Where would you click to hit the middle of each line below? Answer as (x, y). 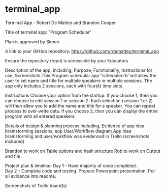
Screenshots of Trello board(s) (36, 186)
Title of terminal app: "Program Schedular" (49, 32)
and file (13, 156)
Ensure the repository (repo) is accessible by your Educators (66, 60)
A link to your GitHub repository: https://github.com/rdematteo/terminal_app (82, 51)
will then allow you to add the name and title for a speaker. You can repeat (80, 106)
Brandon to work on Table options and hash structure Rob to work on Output (83, 151)
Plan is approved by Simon (32, 41)
